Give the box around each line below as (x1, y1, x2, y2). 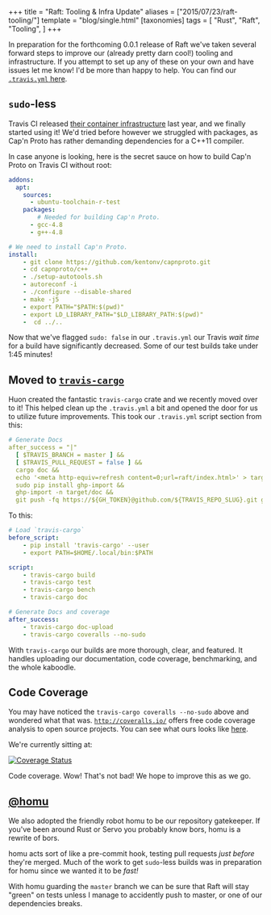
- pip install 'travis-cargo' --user (23, 541, 150, 549)
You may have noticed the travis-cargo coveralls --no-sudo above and (8, 707, 249, 717)
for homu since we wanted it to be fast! (8, 866, 139, 875)
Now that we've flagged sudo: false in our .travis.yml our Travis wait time (8, 333, 260, 342)
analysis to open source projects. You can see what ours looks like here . (8, 724, 248, 734)
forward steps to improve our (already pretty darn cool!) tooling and (8, 48, 233, 57)
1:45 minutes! (8, 350, 53, 359)
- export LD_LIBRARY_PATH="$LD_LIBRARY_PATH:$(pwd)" (23, 310, 204, 318)
